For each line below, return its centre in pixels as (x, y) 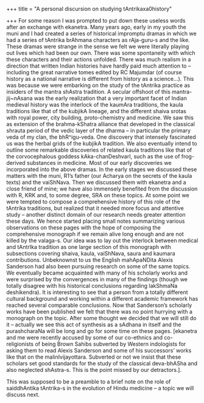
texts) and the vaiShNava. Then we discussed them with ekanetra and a (97, 182)
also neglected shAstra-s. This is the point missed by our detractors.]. (94, 370)
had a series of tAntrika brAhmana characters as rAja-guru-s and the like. (98, 40)
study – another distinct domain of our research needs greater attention (96, 215)
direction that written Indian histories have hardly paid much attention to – (99, 66)
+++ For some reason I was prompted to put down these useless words (96, 20)
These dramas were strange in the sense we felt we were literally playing (98, 46)
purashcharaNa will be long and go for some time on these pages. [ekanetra (102, 331)
